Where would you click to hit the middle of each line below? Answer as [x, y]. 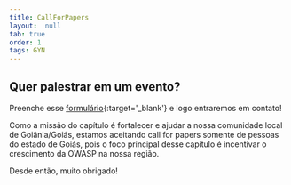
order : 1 [25, 42]
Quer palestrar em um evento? [95, 87]
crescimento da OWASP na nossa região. [84, 153]
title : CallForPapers [49, 17]
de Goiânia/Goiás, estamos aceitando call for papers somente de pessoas [144, 134]
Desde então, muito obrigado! [63, 171]
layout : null [35, 26]
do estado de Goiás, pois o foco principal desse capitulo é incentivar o [138, 144]
